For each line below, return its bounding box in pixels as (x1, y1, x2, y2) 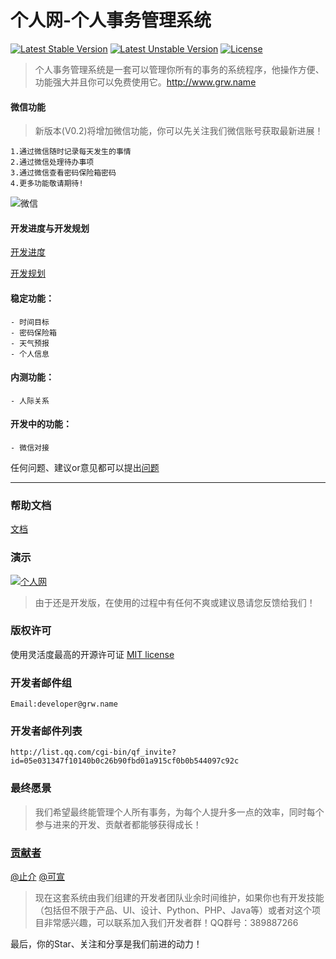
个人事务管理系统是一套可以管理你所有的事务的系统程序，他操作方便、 (34, 63, 325, 75)
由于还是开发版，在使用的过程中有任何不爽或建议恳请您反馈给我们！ (34, 596, 316, 608)
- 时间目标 (10, 317, 50, 327)
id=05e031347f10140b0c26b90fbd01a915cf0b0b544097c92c (10, 756, 240, 766)
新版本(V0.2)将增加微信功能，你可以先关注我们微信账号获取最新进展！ (34, 125, 324, 137)
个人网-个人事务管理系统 (10, 9, 212, 32)
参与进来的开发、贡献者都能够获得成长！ (34, 818, 202, 830)
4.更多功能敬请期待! (10, 179, 84, 189)
